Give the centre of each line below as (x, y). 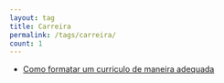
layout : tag (32, 18)
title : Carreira (40, 26)
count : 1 (26, 43)
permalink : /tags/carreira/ (63, 35)
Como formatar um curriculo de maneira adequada (118, 69)
